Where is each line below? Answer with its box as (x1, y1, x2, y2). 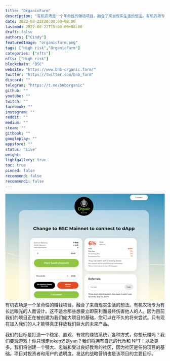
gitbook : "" (5, 131, 30, 136)
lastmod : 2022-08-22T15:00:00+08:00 (5, 24, 82, 29)
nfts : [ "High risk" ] (5, 56, 49, 61)
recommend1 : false (5, 178, 44, 184)
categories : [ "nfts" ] (5, 51, 51, 56)
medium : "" (5, 120, 28, 125)
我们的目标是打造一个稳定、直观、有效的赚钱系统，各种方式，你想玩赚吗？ (5, 331, 160, 337)
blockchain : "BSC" (5, 61, 44, 67)
